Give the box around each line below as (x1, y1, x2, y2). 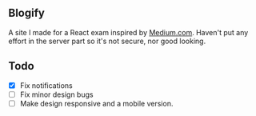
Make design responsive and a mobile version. (19, 98, 174, 108)
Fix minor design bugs (19, 90, 94, 99)
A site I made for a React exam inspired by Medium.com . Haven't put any (8, 27, 249, 37)
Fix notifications (19, 80, 74, 90)
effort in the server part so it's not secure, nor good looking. (8, 36, 206, 46)
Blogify (8, 6, 46, 20)
